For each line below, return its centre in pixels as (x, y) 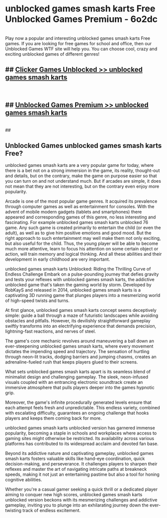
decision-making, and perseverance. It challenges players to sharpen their (81, 464)
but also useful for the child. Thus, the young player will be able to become (82, 243)
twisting (13, 511)
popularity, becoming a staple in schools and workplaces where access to (81, 433)
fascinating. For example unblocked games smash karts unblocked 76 (77, 222)
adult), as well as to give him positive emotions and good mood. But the (78, 233)
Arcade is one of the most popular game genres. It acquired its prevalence (81, 201)
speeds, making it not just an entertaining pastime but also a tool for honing (83, 474)
